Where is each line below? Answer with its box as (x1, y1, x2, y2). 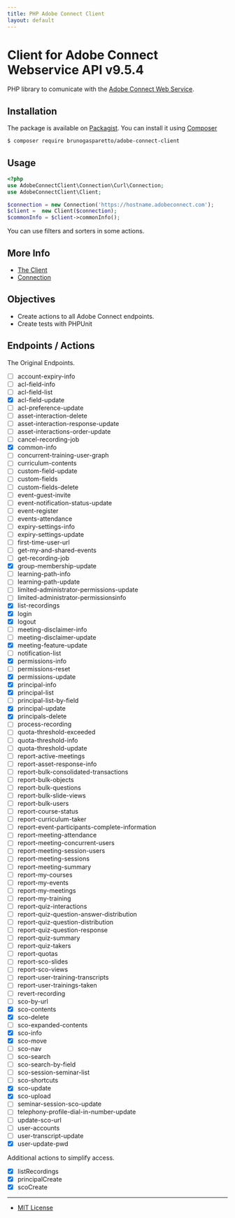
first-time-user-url (17, 538, 70, 547)
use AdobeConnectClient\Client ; (7, 189, 101, 196)
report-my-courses (17, 870, 73, 879)
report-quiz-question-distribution (17, 917, 114, 926)
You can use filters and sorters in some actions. (7, 227, 145, 235)
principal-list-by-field (17, 697, 79, 705)
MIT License (17, 1203, 54, 1212)
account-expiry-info (17, 372, 76, 381)
